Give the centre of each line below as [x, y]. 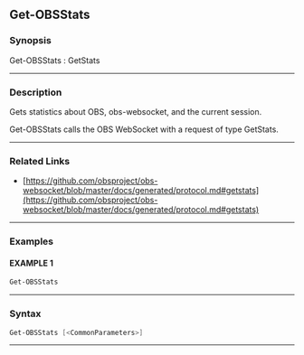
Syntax [25, 313]
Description [36, 92]
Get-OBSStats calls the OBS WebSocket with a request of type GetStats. [144, 129]
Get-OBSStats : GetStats [55, 60]
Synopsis [30, 41]
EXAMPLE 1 [32, 263]
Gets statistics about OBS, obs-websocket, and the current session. [136, 111]
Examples [32, 241]
